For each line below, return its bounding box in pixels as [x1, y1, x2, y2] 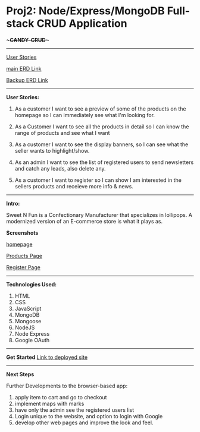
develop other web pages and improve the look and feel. [14, 419, 154, 426]
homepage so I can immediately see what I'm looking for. [14, 111, 155, 118]
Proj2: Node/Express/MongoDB [6, 4, 165, 18]
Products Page [6, 252, 43, 259]
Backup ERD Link [6, 76, 49, 84]
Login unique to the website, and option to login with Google [14, 412, 163, 420]
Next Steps [6, 370, 35, 378]
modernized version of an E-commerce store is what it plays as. [6, 217, 163, 225]
